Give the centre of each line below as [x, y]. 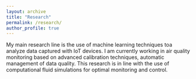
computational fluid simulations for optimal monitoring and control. [87, 70]
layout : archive [26, 11]
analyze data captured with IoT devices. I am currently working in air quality [98, 51]
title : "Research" [29, 17]
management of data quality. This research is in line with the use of [88, 64]
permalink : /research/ [34, 22]
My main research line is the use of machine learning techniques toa [89, 45]
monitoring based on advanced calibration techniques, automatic [85, 57]
